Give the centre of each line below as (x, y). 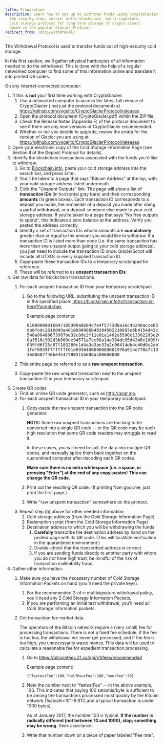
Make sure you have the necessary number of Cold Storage (80, 578)
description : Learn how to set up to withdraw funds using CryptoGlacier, (83, 14)
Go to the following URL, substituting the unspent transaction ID (91, 296)
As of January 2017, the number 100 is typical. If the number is (90, 715)
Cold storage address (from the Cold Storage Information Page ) (91, 517)
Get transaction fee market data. (52, 618)
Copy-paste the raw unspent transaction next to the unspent (80, 373)
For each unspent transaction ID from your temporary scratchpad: (86, 287)
